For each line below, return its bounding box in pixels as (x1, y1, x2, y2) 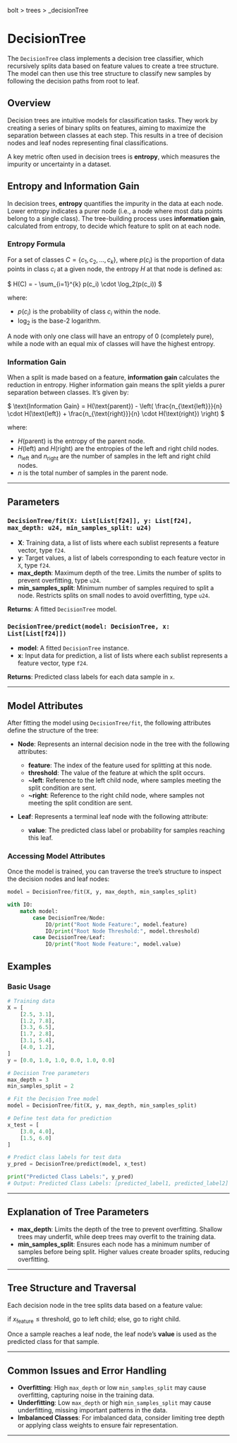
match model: (20, 907, 59, 915)
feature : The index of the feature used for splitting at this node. (28, 761, 212, 769)
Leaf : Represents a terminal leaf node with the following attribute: (17, 812, 208, 820)
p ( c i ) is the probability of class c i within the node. (17, 307, 161, 318)
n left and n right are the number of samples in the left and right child (17, 452, 211, 462)
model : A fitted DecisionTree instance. (17, 644, 129, 652)
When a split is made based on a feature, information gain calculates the (7, 373, 220, 381)
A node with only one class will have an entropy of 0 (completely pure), (7, 332, 214, 340)
